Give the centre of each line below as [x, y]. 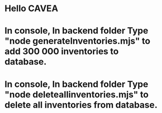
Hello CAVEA [31, 9]
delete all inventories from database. [81, 105]
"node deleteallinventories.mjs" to [77, 94]
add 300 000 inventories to [62, 51]
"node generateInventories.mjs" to [78, 41]
